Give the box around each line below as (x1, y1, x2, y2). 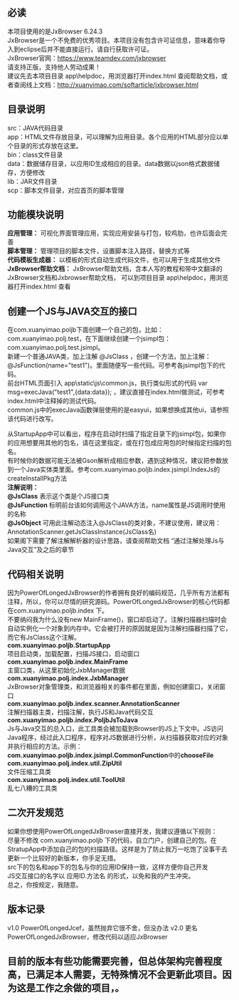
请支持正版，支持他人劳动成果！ (7, 63, 101, 71)
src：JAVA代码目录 (7, 123, 64, 132)
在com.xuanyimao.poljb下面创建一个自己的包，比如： (7, 325, 164, 334)
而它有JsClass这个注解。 (7, 633, 80, 642)
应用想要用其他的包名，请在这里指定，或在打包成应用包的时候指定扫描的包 (13, 439, 232, 447)
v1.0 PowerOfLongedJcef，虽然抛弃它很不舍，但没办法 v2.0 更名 (7, 923, 198, 932)
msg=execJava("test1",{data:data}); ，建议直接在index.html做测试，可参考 (7, 387, 225, 397)
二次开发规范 (7, 807, 64, 819)
